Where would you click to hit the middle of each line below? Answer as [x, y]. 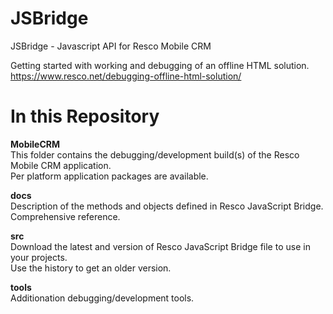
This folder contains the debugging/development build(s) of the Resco [155, 154]
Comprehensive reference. [65, 216]
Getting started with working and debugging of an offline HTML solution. [160, 65]
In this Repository [85, 116]
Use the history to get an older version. [91, 268]
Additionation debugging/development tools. [102, 298]
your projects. [39, 257]
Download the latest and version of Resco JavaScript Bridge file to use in [160, 246]
